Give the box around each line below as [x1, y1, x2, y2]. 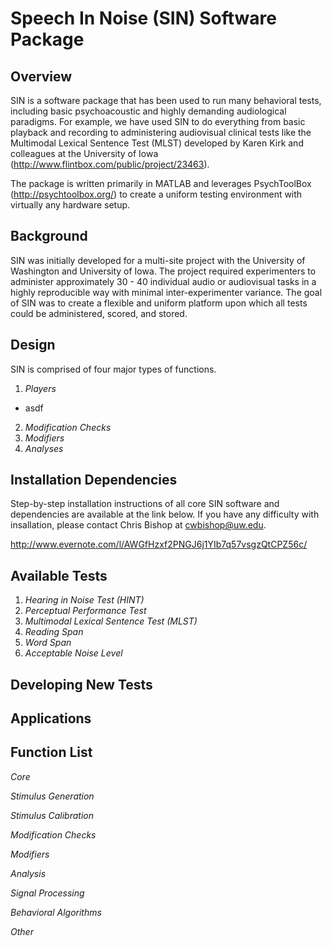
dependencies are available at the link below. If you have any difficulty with [10, 508, 320, 521]
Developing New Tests [10, 676, 153, 693]
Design [10, 337, 56, 354]
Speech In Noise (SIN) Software [10, 7, 277, 30]
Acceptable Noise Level [24, 647, 123, 659]
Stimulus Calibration [10, 809, 94, 821]
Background [10, 228, 88, 245]
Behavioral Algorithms [10, 906, 102, 918]
